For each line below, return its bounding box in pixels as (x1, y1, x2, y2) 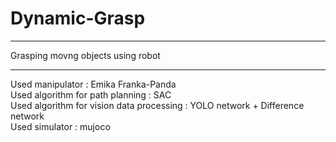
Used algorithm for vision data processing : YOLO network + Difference (10, 99, 305, 111)
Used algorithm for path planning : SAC (10, 88, 172, 101)
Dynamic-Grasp (10, 7, 146, 30)
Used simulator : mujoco (10, 120, 111, 132)
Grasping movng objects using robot (10, 49, 161, 61)
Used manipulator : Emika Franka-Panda (10, 78, 177, 90)
